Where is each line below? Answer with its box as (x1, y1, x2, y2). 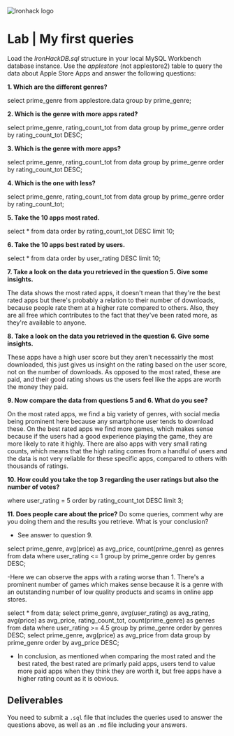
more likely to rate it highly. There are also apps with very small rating (7, 439, 207, 448)
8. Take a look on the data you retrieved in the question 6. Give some (7, 332, 210, 340)
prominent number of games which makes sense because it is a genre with (7, 580, 224, 588)
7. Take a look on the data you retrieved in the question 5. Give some (7, 267, 208, 276)
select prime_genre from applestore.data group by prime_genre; (7, 96, 192, 104)
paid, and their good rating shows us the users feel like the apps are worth (7, 375, 221, 383)
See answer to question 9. (17, 530, 93, 539)
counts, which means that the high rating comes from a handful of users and (7, 446, 228, 455)
